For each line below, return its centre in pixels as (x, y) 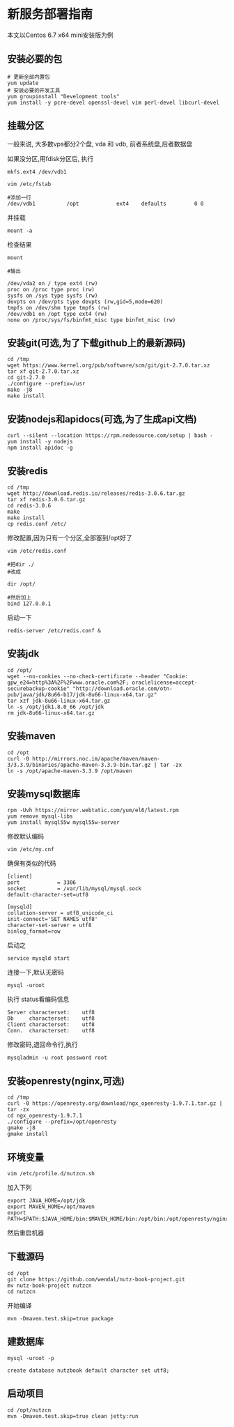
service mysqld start (39, 959)
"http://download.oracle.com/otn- (123, 688)
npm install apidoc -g (40, 448)
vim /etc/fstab (29, 184)
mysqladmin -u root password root (57, 1058)
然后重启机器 (25, 1233)
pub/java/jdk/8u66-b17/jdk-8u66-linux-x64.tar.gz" (82, 694)
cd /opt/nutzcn (29, 1410)
